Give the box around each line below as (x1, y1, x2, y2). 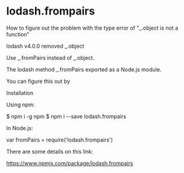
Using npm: (6, 101, 35, 108)
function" (6, 30, 30, 38)
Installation (6, 89, 34, 96)
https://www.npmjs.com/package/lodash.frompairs (6, 159, 133, 167)
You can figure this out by (6, 77, 71, 85)
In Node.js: (6, 124, 33, 131)
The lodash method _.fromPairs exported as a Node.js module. (6, 65, 162, 73)
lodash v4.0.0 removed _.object (6, 42, 84, 50)
